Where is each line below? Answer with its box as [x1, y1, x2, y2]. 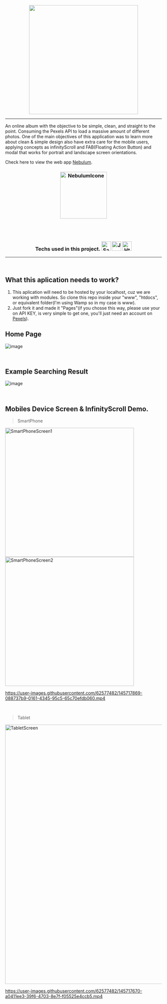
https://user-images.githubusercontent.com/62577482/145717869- [5, 690, 143, 696]
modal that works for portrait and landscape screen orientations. [5, 150, 138, 155]
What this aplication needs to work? [5, 276, 119, 284]
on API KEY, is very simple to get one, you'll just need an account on [12, 310, 153, 316]
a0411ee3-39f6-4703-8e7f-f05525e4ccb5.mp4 [5, 994, 103, 1000]
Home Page [5, 330, 42, 339]
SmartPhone [17, 418, 43, 424]
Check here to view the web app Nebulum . [5, 159, 93, 165]
